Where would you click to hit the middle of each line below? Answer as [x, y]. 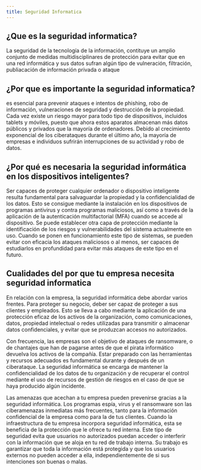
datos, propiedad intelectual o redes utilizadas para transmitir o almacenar [98, 323]
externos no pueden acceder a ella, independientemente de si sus [88, 455]
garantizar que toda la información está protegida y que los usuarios [91, 448]
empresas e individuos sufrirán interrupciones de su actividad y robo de [95, 141]
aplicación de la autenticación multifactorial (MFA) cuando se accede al [94, 217]
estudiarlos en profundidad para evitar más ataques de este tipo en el [92, 249]
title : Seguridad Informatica [44, 12]
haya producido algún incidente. [46, 386]
